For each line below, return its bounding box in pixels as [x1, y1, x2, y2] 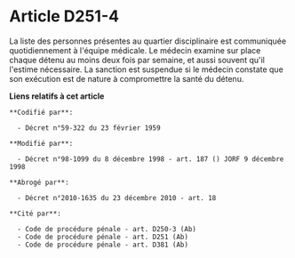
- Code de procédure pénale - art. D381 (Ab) [17, 240, 189, 249]
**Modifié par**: [9, 139, 74, 148]
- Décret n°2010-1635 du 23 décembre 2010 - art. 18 [17, 193, 217, 202]
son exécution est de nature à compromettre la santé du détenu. [9, 73, 244, 84]
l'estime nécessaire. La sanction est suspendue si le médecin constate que [9, 64, 284, 75]
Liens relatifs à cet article [9, 91, 105, 101]
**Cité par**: [9, 209, 62, 218]
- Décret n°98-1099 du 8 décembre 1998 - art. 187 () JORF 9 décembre [17, 154, 284, 164]
